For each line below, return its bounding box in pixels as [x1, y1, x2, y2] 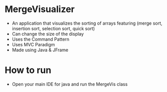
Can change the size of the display [12, 31, 84, 37]
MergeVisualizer [5, 4, 75, 15]
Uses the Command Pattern [12, 36, 70, 42]
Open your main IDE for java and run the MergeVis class [12, 81, 128, 87]
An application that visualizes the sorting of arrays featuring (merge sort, [12, 20, 162, 26]
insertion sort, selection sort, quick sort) [12, 25, 95, 31]
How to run [5, 64, 52, 76]
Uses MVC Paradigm [12, 41, 55, 47]
